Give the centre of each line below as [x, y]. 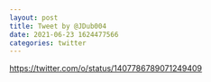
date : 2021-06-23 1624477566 [64, 34]
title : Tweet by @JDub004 [58, 26]
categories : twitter [48, 43]
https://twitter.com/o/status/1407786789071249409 [106, 68]
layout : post [34, 18]
